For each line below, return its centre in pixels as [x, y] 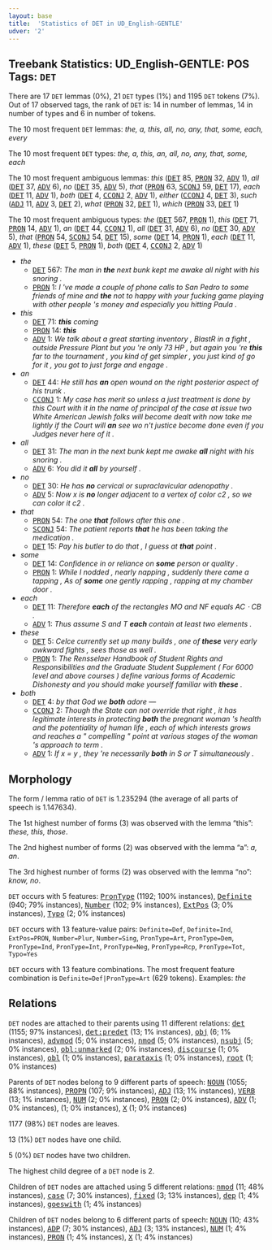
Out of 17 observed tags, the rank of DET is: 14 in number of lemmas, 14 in [131, 105]
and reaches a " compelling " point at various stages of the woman [145, 736]
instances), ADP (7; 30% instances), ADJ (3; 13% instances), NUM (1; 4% [127, 1228]
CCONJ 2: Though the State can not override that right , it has [134, 710]
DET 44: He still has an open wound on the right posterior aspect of [145, 382]
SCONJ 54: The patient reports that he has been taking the [130, 529]
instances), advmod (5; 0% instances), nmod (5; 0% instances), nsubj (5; [131, 1040]
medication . [53, 538]
